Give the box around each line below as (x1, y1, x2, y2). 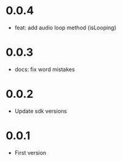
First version (14, 149, 47, 156)
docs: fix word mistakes (14, 66, 75, 73)
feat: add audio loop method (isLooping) (14, 24, 117, 31)
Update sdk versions (14, 107, 67, 114)
